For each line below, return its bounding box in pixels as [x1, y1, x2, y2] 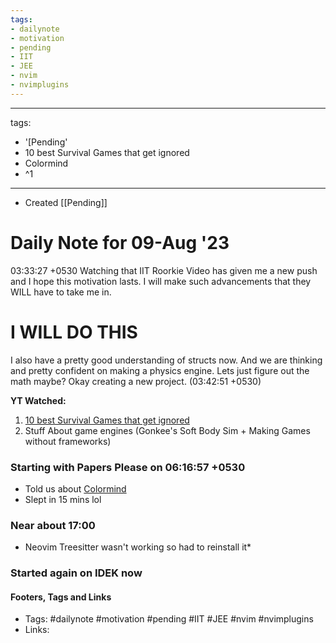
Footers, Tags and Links [10, 591, 112, 603]
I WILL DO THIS [10, 321, 138, 343]
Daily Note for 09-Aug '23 [10, 231, 230, 254]
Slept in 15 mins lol [24, 493, 102, 505]
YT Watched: [10, 394, 67, 406]
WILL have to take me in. [10, 286, 112, 298]
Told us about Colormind [24, 482, 127, 495]
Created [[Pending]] [24, 196, 108, 208]
